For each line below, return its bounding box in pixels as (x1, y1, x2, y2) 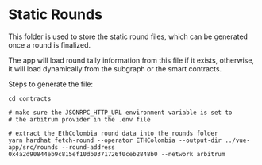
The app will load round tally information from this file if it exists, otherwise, (8, 56, 255, 65)
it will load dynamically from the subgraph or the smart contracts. (8, 63, 222, 73)
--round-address (61, 143, 115, 152)
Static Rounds (8, 6, 103, 24)
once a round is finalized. (8, 40, 91, 49)
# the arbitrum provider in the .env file (8, 115, 151, 124)
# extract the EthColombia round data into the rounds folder (8, 129, 218, 137)
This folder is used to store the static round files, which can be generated (8, 32, 249, 41)
